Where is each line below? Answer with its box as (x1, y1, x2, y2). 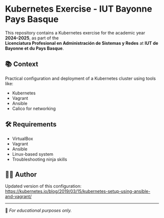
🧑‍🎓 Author (5, 170, 37, 179)
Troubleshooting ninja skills (12, 156, 67, 162)
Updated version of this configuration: (5, 183, 82, 189)
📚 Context (5, 60, 39, 69)
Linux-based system (12, 151, 54, 157)
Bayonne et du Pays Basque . (5, 45, 64, 51)
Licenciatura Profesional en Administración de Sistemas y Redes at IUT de (5, 40, 159, 46)
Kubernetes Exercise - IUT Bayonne (5, 3, 152, 15)
